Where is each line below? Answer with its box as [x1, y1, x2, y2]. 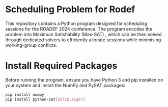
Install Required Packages [5, 60, 118, 72]
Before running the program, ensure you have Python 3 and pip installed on [5, 76, 163, 83]
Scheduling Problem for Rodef [5, 4, 135, 15]
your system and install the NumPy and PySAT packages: [5, 82, 126, 88]
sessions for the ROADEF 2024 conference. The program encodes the [5, 25, 153, 32]
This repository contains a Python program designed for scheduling [5, 20, 148, 26]
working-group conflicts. [5, 42, 58, 48]
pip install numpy [5, 92, 44, 97]
